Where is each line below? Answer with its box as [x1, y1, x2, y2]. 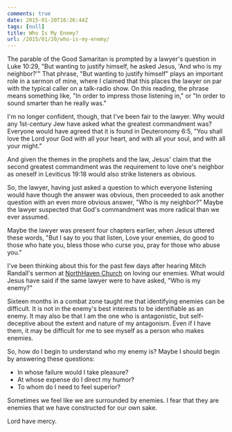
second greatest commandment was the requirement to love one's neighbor [7, 163, 224, 171]
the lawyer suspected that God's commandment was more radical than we [7, 206, 220, 214]
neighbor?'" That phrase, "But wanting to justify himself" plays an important [7, 70, 224, 78]
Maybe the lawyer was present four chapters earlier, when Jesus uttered [7, 226, 215, 235]
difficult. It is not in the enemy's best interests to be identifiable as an [7, 305, 204, 313]
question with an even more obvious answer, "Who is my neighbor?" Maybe [7, 198, 224, 206]
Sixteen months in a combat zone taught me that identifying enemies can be [7, 297, 225, 305]
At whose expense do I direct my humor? [17, 375, 135, 384]
